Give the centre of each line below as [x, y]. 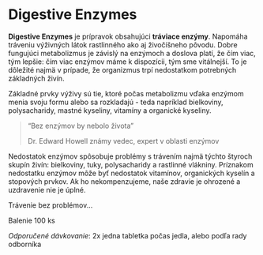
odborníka [25, 244]
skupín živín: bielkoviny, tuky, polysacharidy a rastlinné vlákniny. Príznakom [131, 164]
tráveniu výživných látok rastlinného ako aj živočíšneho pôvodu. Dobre [123, 44]
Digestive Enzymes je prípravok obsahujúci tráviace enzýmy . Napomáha [128, 36]
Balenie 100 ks [32, 220]
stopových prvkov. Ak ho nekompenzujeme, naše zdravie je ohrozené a [124, 181]
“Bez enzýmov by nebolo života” [81, 126]
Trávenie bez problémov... [51, 205]
